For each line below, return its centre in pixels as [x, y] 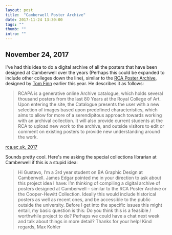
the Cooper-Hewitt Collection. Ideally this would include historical [87, 194]
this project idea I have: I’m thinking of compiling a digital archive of [89, 183]
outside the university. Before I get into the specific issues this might [90, 205]
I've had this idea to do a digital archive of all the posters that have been [81, 67]
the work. [28, 137]
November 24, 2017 [37, 55]
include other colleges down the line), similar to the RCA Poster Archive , [81, 78]
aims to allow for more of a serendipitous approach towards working [90, 115]
